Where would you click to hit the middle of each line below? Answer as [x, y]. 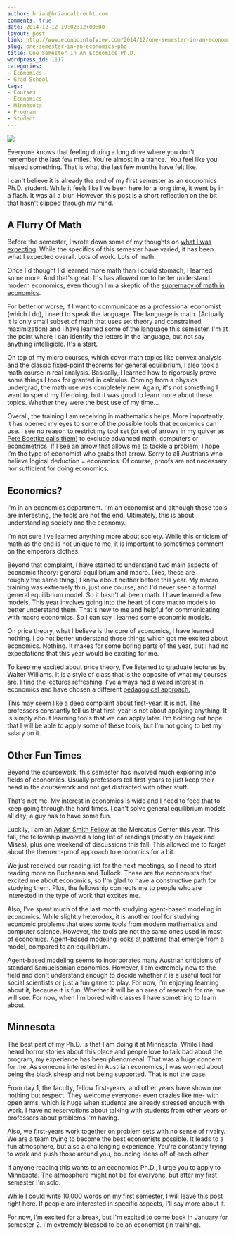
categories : [25, 66]
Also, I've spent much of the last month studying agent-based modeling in [114, 909]
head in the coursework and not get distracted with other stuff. [98, 787]
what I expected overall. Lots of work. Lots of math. [81, 257]
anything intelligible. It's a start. [53, 344]
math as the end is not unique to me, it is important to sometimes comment [116, 544]
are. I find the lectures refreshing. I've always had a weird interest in [105, 682]
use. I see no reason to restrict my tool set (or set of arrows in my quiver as [116, 431]
